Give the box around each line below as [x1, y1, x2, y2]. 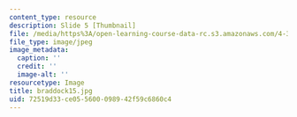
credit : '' [17, 62, 57, 71]
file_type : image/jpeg [9, 37, 93, 47]
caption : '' [17, 54, 62, 62]
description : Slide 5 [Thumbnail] [9, 21, 137, 30]
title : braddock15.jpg [9, 86, 93, 95]
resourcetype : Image [9, 78, 86, 87]
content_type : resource [9, 12, 97, 22]
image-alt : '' [17, 70, 69, 79]
